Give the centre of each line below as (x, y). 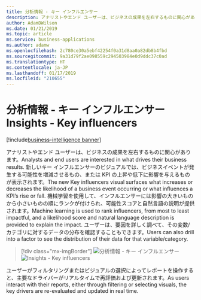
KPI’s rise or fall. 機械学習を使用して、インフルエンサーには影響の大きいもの (100, 196)
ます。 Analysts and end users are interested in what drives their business (97, 160)
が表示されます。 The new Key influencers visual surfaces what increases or (100, 182)
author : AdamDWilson (32, 23)
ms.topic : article (29, 34)
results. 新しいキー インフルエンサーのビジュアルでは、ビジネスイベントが (98, 167)
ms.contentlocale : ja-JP (37, 67)
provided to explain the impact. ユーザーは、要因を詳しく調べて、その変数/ (98, 225)
